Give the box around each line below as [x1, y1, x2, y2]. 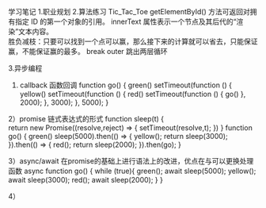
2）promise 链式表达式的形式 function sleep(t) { [8, 114, 165, 123]
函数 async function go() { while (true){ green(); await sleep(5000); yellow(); [8, 166, 256, 175]
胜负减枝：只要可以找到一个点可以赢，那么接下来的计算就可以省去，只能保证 [8, 37, 258, 46]
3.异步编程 [8, 64, 43, 73]
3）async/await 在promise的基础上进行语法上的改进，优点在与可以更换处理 [8, 156, 254, 165]
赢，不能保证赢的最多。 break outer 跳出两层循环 [8, 47, 168, 56]
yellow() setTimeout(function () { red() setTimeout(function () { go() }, [19, 90, 246, 98]
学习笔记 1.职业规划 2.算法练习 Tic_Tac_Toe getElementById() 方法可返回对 [8, 7, 251, 16]
